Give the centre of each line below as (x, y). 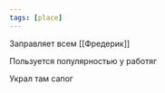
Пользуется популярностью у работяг (83, 60)
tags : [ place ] (36, 18)
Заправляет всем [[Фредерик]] (70, 43)
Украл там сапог (42, 79)
